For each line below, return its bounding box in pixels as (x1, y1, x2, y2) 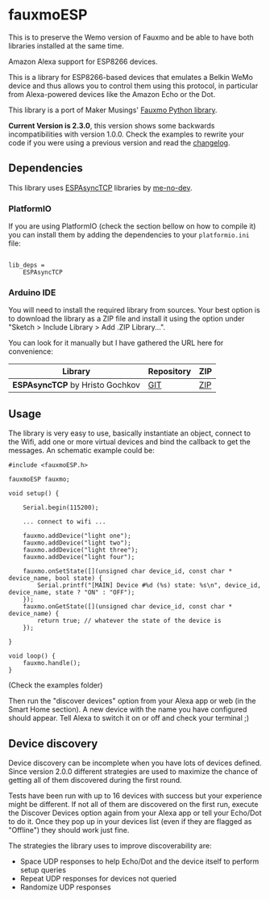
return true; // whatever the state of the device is (37, 616, 222, 625)
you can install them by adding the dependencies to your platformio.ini (8, 230, 250, 240)
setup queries (19, 864, 67, 874)
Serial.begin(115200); (23, 503, 99, 512)
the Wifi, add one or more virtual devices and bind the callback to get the (8, 437, 251, 447)
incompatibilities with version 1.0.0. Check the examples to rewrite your (8, 129, 244, 139)
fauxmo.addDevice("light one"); (23, 532, 131, 540)
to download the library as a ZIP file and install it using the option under (8, 313, 245, 324)
